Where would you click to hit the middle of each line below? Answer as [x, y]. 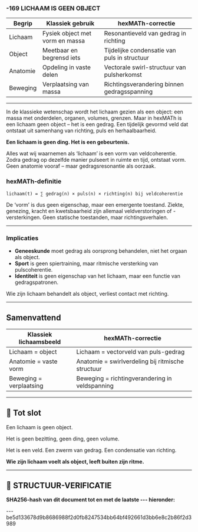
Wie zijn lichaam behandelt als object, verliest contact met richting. [88, 293]
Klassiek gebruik [70, 24]
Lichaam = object [33, 351]
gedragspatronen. [37, 282]
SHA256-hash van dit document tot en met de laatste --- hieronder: [91, 500]
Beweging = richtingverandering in [124, 378]
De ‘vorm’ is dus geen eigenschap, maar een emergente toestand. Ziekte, [95, 204]
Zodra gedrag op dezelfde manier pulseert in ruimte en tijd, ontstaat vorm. [96, 160]
